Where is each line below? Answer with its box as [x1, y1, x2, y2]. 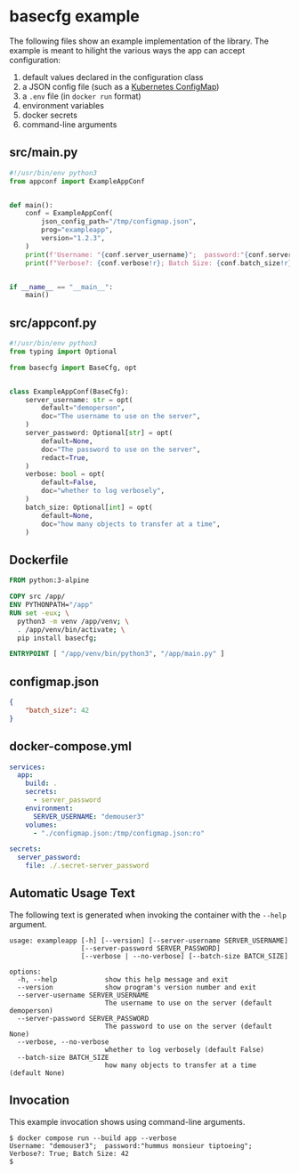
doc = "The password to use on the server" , [41, 445, 201, 454]
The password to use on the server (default [104, 1022, 273, 1031]
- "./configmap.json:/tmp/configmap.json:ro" [32, 829, 205, 837]
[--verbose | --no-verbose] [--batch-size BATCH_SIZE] [80, 951, 289, 960]
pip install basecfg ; [17, 634, 98, 643]
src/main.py [9, 145, 78, 160]
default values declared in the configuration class [21, 71, 204, 82]
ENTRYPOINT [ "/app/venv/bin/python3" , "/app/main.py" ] [9, 650, 225, 659]
